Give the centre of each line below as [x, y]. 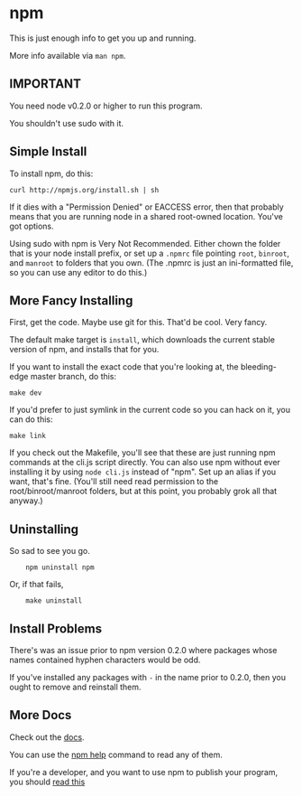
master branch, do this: [73, 377]
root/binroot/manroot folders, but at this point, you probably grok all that [143, 492]
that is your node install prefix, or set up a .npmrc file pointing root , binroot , [150, 253]
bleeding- [258, 367]
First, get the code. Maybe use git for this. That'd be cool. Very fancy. [138, 323]
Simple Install [48, 152]
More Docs [41, 715]
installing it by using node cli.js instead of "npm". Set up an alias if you [143, 472]
